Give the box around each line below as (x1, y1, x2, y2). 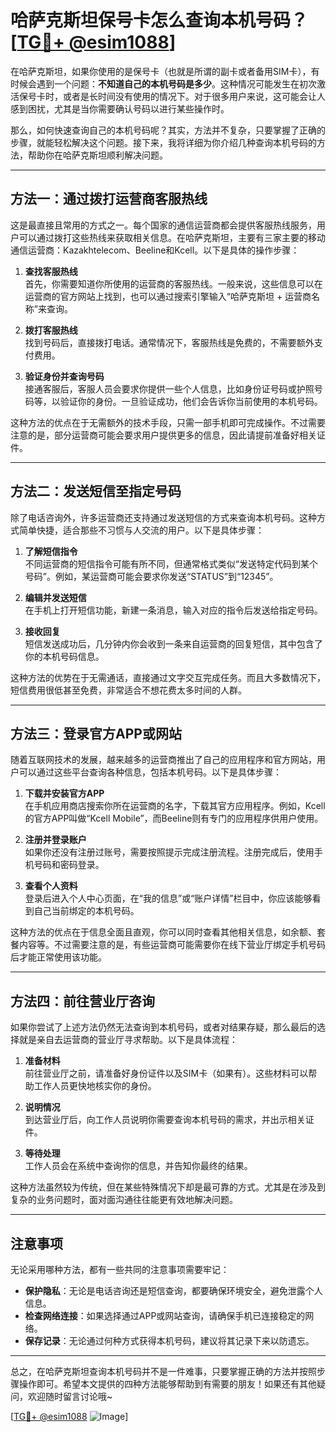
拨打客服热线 (24, 324, 78, 336)
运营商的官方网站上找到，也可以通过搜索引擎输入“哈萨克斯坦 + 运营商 (24, 290, 312, 302)
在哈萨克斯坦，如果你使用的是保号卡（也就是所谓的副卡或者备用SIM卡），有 (10, 65, 320, 77)
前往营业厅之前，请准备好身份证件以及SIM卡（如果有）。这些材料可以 (24, 1067, 309, 1080)
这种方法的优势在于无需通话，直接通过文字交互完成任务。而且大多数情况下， (10, 671, 326, 683)
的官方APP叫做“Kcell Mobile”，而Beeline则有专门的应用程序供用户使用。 (24, 812, 324, 825)
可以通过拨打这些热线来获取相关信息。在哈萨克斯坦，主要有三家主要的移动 (18, 231, 326, 243)
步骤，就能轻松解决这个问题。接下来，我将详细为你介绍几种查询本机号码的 (10, 136, 317, 148)
